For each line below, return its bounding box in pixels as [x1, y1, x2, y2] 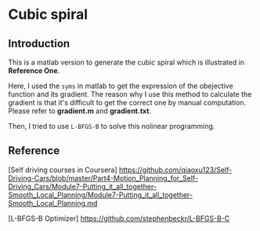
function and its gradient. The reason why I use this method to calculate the [8, 90, 252, 99]
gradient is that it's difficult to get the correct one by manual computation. [8, 98, 247, 107]
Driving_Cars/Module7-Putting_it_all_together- [8, 181, 157, 191]
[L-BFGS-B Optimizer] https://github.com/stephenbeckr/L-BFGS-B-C [8, 214, 230, 223]
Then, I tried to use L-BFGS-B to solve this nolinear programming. [8, 122, 215, 130]
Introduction [8, 37, 70, 50]
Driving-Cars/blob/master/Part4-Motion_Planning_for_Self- [8, 173, 198, 182]
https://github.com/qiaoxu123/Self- [118, 165, 233, 174]
